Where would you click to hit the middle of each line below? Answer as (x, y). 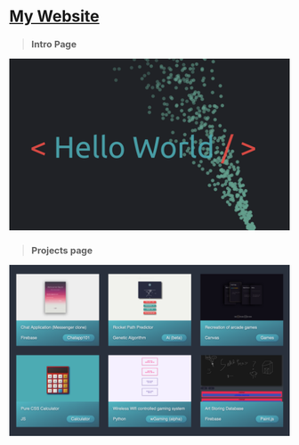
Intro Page (54, 45)
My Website (54, 16)
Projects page (62, 250)
